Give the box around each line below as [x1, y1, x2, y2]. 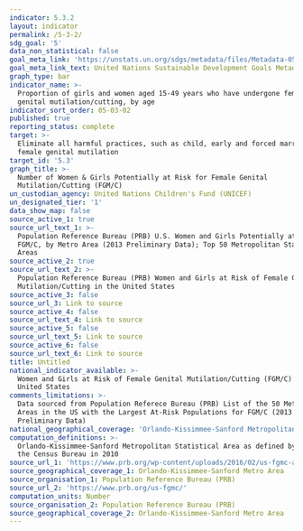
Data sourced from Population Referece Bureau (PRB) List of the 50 [17, 399, 280, 409]
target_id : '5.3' [9, 155, 75, 165]
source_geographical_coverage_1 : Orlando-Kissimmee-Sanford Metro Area [9, 467, 284, 476]
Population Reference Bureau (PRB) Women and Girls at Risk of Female [17, 274, 289, 283]
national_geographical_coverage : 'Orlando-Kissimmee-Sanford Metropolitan [9, 424, 297, 433]
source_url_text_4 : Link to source [9, 315, 143, 325]
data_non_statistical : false [9, 47, 119, 56]
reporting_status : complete [9, 123, 115, 132]
